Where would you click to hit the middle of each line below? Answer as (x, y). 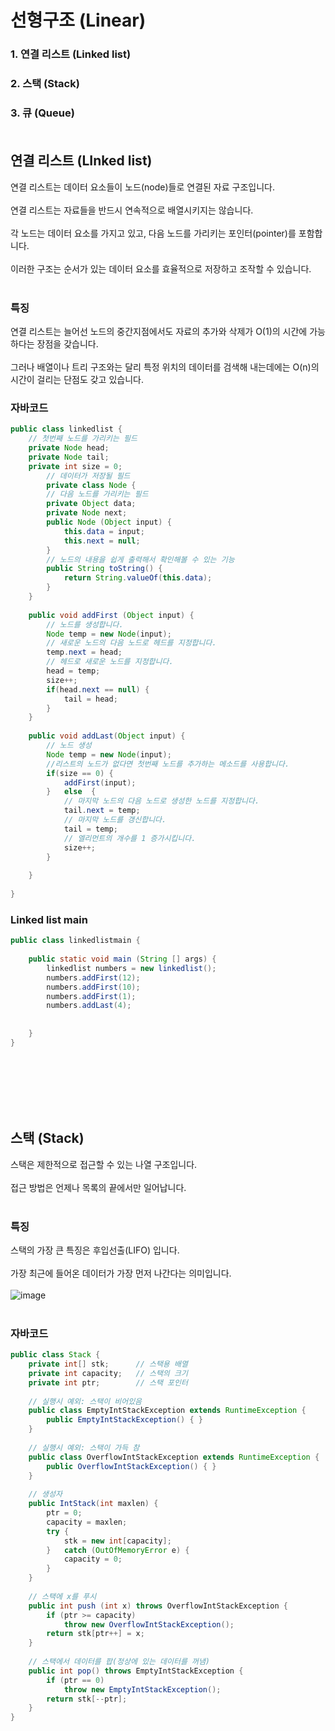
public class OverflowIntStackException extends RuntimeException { (174, 1457)
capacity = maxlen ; (87, 1522)
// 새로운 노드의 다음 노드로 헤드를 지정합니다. (131, 643)
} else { (71, 792)
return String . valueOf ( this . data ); (138, 578)
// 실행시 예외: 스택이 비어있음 (85, 1401)
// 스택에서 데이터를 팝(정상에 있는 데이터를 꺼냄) (119, 1662)
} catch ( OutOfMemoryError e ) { (118, 1550)
